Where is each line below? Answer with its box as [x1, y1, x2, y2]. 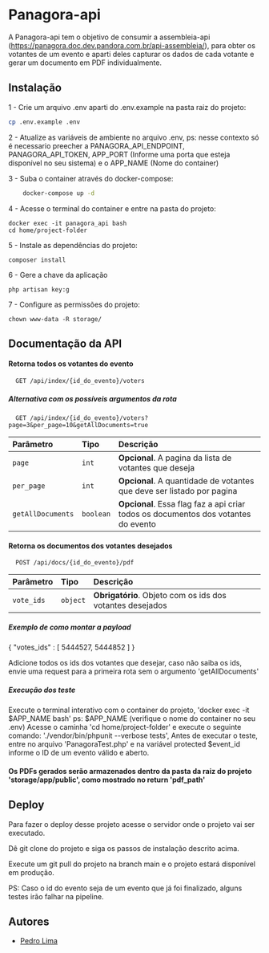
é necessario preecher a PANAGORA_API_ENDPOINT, [8, 141, 186, 150]
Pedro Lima [19, 936, 58, 946]
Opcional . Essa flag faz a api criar [118, 499, 246, 510]
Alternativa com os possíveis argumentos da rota [8, 393, 178, 403]
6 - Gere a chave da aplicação [8, 270, 108, 279]
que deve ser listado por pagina [118, 486, 238, 497]
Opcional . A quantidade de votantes [118, 475, 255, 487]
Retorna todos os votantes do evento [8, 359, 134, 369]
